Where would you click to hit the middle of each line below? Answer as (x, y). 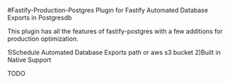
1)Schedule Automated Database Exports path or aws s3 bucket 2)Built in (114, 52)
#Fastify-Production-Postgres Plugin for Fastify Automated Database (108, 10)
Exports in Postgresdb (40, 18)
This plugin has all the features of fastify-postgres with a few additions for (115, 31)
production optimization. (43, 39)
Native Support (29, 60)
